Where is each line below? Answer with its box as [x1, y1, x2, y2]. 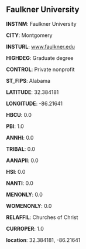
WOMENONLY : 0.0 [6, 202, 52, 209]
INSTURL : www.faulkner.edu [6, 43, 75, 50]
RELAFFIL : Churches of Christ [6, 214, 78, 221]
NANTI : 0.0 [6, 179, 34, 187]
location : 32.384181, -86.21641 [6, 236, 81, 243]
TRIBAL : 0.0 [6, 145, 36, 152]
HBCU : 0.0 [6, 111, 32, 118]
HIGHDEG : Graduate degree [6, 54, 74, 61]
